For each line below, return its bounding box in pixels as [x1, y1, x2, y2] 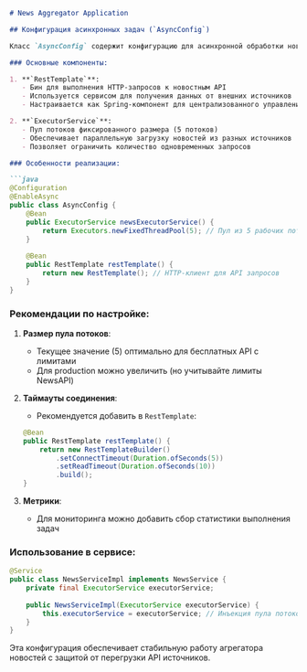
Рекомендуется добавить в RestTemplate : [36, 410, 196, 421]
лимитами [36, 355, 77, 366]
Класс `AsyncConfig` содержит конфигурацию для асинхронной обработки [9, 41, 284, 50]
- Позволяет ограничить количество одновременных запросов [21, 142, 251, 151]
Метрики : [22, 496, 62, 507]
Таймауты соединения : [22, 392, 118, 403]
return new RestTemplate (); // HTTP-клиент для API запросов [42, 269, 281, 278]
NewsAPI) [36, 375, 75, 386]
